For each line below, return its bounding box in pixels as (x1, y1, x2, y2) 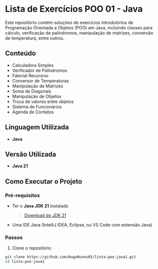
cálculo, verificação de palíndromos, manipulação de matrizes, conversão (5, 30, 154, 36)
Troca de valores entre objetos (12, 99, 74, 104)
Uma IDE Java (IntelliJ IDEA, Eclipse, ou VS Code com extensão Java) (12, 222, 153, 228)
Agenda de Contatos (12, 109, 54, 115)
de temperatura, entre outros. (5, 35, 64, 41)
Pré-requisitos (5, 192, 40, 199)
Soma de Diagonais (12, 88, 52, 94)
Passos (5, 234, 23, 241)
